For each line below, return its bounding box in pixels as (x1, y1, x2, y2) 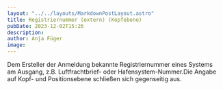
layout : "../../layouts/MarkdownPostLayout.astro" (7, 10, 155, 17)
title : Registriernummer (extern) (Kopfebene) (7, 16, 142, 23)
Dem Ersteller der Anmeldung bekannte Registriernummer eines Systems (7, 61, 213, 68)
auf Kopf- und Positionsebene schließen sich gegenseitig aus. (7, 75, 183, 82)
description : (7, 29, 44, 36)
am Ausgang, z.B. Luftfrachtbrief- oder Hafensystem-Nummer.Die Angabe (7, 67, 217, 76)
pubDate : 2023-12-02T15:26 (7, 22, 84, 29)
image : (7, 42, 26, 48)
